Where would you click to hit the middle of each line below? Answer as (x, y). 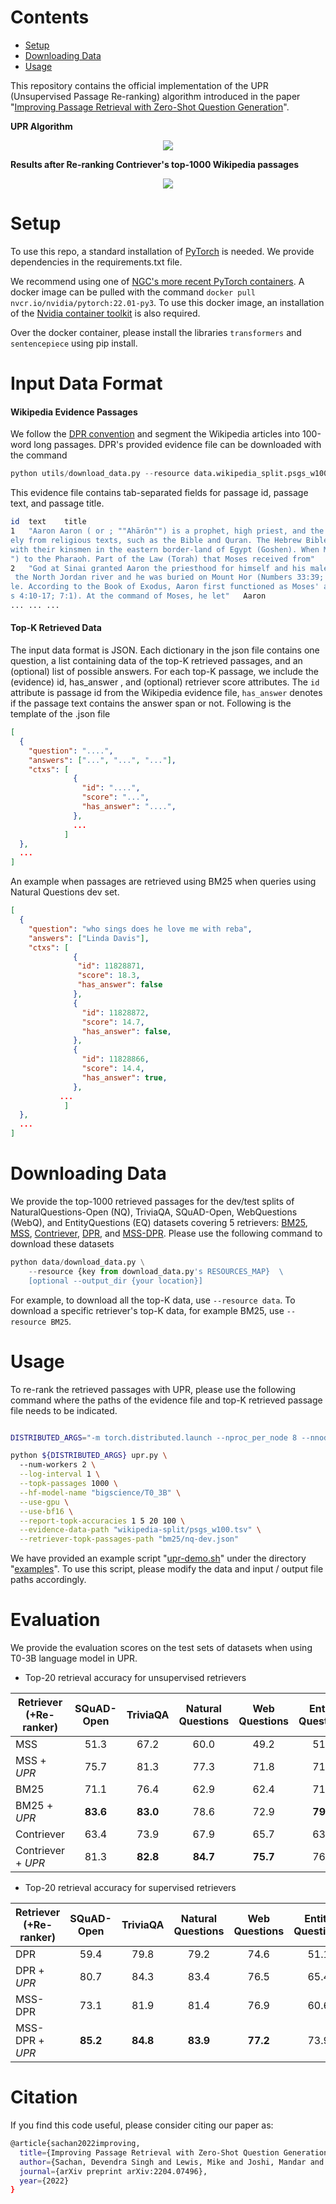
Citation (44, 2097)
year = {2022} (44, 2181)
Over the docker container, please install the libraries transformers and (156, 332)
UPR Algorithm (41, 126)
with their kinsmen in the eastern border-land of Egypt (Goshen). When (165, 549)
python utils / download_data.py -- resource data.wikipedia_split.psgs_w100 (169, 474)
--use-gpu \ (44, 1502)
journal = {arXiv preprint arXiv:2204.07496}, (113, 2171)
